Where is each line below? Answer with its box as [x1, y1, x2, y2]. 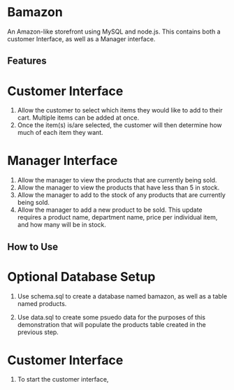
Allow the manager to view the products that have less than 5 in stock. [17, 183, 220, 192]
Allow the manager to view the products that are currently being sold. [17, 176, 217, 185]
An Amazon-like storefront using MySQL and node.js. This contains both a [7, 27, 221, 36]
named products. [17, 299, 67, 308]
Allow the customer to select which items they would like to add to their [17, 106, 223, 115]
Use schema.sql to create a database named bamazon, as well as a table [17, 291, 228, 301]
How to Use [7, 240, 59, 252]
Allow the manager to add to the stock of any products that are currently [17, 191, 226, 199]
